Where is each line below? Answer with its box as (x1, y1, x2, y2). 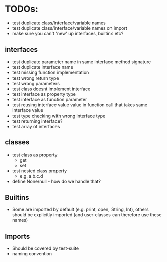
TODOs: (5, 3, 39, 15)
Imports (5, 232, 30, 241)
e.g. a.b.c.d (19, 173, 43, 179)
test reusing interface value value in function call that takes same (12, 102, 147, 108)
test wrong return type (12, 74, 59, 81)
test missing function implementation (12, 69, 89, 76)
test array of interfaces (12, 123, 60, 129)
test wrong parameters (12, 80, 60, 86)
